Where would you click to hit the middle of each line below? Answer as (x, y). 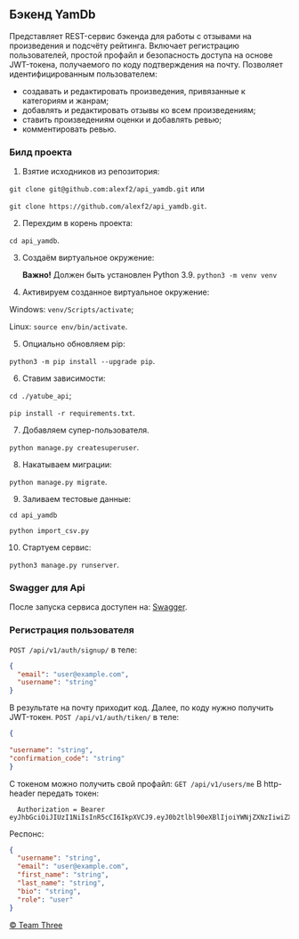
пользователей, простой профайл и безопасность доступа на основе (141, 55)
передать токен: (68, 793)
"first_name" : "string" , (63, 875)
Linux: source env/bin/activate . (69, 327)
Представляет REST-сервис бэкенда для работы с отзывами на (130, 36)
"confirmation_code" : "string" (67, 758)
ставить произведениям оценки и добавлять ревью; (122, 119)
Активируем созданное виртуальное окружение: (116, 292)
